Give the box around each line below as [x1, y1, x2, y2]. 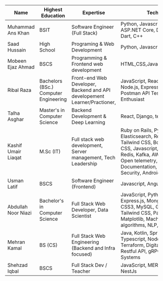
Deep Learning [71, 119, 106, 125]
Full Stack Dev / [71, 262, 108, 268]
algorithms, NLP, [120, 222, 159, 228]
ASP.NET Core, [120, 27, 155, 33]
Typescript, [120, 236, 147, 242]
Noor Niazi [7, 210, 32, 216]
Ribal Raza [7, 87, 32, 93]
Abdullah [7, 204, 28, 210]
